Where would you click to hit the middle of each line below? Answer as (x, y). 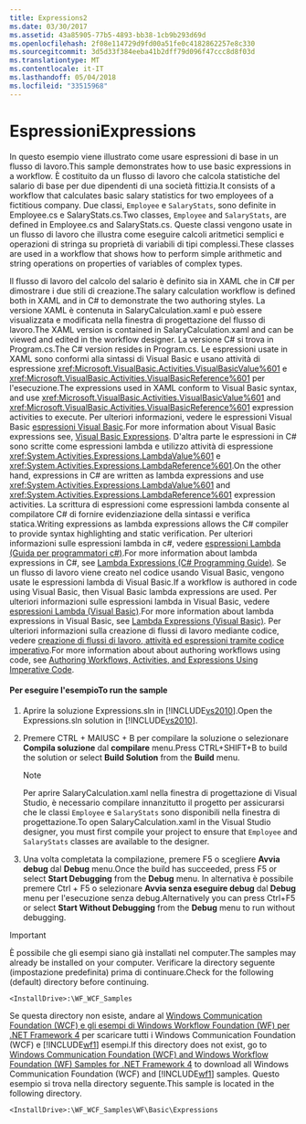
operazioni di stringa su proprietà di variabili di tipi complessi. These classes (152, 244)
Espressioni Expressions (103, 131)
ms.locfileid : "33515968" (58, 86)
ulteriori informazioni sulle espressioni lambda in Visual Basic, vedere (140, 601)
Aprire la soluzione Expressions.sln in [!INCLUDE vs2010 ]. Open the (148, 710)
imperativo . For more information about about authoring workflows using (145, 650)
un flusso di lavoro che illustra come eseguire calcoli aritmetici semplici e (147, 234)
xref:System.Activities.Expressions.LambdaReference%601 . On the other (145, 465)
